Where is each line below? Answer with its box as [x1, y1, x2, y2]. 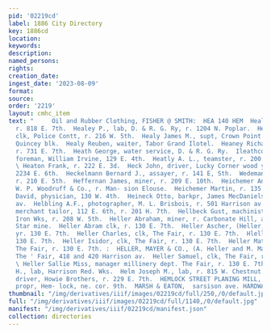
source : [8, 95, 35, 103]
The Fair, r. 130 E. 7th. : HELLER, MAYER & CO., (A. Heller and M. [15, 245, 254, 253]
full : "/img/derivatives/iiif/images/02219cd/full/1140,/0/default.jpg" [8, 297, 258, 306]
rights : [8, 65, 35, 73]
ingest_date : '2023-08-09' [8, 79, 99, 87]
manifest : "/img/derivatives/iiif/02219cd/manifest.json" [8, 305, 207, 313]
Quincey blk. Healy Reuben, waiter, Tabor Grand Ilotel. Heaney [15, 139, 244, 148]
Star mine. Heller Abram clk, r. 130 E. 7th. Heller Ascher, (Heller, [15, 222, 265, 230]
